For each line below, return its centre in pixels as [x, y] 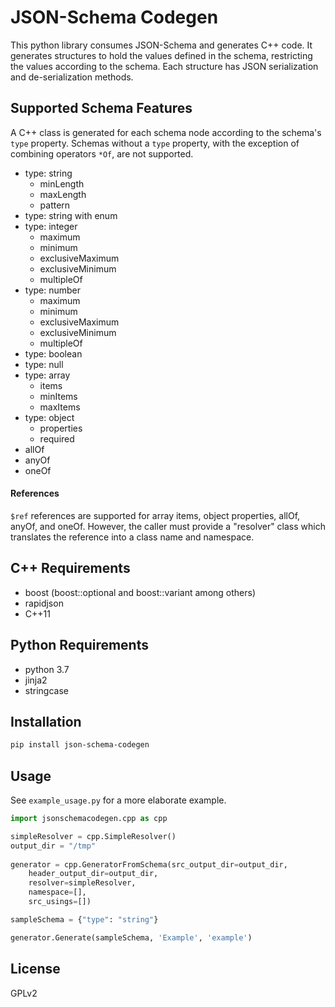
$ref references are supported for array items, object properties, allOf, [155, 515]
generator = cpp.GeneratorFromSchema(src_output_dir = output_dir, [149, 864]
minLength [62, 183]
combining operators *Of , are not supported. [102, 153]
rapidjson [44, 603]
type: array [47, 375]
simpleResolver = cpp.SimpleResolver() [93, 836]
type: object [49, 417]
